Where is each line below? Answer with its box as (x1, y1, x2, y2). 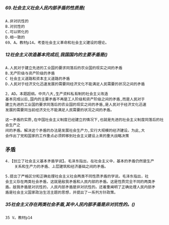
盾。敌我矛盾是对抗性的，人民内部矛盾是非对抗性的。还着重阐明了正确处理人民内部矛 (5, 185, 155, 190)
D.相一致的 (5, 34, 25, 40)
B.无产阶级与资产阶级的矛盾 (5, 71, 55, 76)
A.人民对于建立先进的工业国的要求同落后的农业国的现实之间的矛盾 (5, 65, 123, 70)
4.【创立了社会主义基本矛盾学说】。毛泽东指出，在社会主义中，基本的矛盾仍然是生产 (5, 159, 155, 164)
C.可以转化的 (5, 29, 29, 34)
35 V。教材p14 (5, 215, 33, 220)
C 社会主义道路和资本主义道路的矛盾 (5, 76, 70, 81)
